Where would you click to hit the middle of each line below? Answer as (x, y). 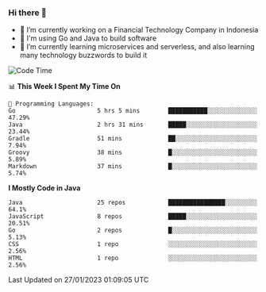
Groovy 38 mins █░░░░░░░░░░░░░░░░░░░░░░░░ (133, 153)
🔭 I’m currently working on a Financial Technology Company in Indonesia (139, 30)
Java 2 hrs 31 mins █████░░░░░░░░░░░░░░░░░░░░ (133, 125)
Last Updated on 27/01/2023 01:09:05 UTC (79, 280)
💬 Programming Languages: (51, 104)
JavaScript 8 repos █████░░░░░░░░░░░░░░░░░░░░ (133, 217)
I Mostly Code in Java (44, 188)
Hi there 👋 (28, 13)
